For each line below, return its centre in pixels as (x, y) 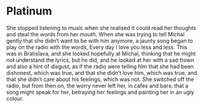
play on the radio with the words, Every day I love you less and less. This (97, 47)
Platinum (29, 11)
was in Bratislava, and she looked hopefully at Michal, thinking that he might (101, 53)
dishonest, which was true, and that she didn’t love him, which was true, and (102, 73)
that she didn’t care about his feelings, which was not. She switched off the (100, 79)
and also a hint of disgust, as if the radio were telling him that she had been (100, 66)
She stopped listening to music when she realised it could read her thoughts (101, 28)
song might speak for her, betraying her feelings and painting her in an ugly (100, 92)
